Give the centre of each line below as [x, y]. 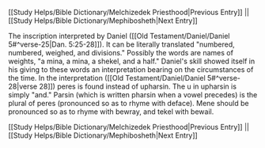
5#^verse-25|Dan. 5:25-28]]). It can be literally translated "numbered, [121, 44]
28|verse [23, 86]
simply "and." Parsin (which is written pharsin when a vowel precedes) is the [133, 95]
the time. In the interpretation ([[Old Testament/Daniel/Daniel [107, 78]
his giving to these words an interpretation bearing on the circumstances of [131, 70]
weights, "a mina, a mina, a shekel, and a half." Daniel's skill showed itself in [132, 61]
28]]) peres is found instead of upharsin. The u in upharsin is [138, 86]
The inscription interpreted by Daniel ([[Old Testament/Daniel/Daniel [119, 36]
